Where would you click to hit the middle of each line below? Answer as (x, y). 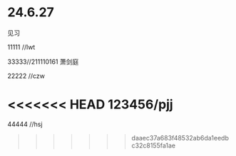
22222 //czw (26, 76)
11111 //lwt (21, 47)
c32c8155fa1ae (154, 145)
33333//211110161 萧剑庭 (43, 62)
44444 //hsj (25, 124)
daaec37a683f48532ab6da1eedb (180, 138)
